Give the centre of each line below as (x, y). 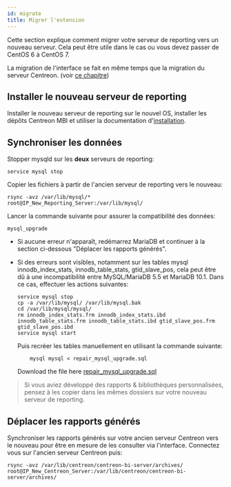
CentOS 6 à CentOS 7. (39, 54)
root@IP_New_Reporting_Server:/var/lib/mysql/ (75, 203)
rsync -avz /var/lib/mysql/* (49, 198)
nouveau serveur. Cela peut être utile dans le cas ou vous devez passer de (113, 47)
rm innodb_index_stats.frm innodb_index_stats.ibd (91, 315)
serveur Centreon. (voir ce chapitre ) (58, 75)
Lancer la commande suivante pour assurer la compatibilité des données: (111, 216)
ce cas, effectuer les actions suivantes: (73, 285)
